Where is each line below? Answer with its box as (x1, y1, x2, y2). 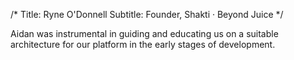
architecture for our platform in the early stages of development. (10, 39, 276, 50)
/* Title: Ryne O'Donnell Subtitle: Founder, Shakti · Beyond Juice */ (10, 9, 284, 20)
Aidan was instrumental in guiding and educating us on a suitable (10, 28, 279, 39)
